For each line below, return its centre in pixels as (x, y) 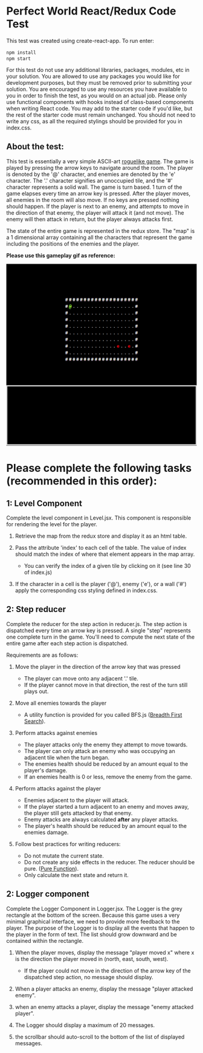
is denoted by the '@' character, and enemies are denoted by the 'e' (91, 174)
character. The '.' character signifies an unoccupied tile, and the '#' (90, 180)
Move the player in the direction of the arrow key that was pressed (98, 667)
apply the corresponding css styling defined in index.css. (86, 590)
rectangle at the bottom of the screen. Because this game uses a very (93, 915)
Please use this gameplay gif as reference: (61, 255)
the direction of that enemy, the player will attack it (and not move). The (95, 212)
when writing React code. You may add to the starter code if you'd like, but (99, 108)
